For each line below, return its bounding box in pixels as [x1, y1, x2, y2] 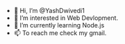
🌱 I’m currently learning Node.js [13, 21, 105, 29]
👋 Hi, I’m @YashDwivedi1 [13, 7, 85, 14]
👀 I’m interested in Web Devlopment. [13, 14, 119, 22]
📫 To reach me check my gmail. [13, 29, 107, 37]
